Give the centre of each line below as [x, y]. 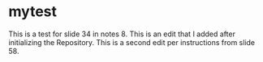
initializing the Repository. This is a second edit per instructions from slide [132, 42]
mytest [33, 12]
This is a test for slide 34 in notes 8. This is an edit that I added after [122, 34]
